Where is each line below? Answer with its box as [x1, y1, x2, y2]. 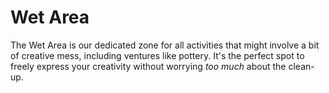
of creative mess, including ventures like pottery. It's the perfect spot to [10, 49, 305, 61]
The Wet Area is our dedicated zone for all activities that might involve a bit [10, 39, 320, 51]
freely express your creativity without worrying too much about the [10, 60, 287, 72]
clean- [288, 60, 315, 72]
